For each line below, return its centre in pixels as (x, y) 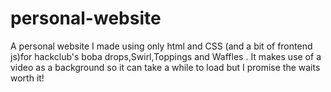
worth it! (27, 78)
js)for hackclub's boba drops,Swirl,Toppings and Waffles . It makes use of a (166, 56)
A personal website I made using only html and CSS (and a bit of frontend (161, 46)
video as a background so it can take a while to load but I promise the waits (165, 67)
